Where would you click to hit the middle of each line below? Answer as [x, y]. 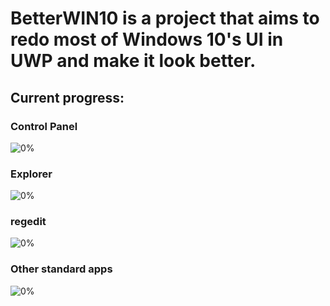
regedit [28, 222]
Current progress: [67, 97]
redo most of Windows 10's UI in [147, 39]
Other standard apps [61, 269]
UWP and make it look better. [133, 61]
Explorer [31, 174]
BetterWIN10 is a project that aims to [165, 18]
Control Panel [44, 126]
